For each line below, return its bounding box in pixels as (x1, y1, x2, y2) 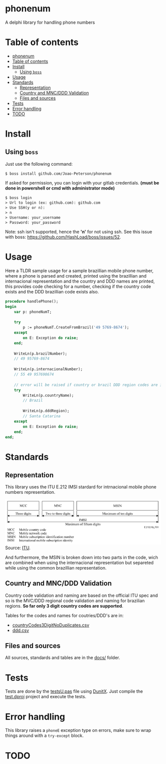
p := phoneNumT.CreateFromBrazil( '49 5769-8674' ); (23, 325, 129, 330)
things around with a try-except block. (5, 733, 84, 739)
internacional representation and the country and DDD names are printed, (5, 278, 155, 284)
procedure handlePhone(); (5, 299, 58, 304)
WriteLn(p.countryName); (23, 393, 74, 398)
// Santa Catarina (23, 414, 61, 419)
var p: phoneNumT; (14, 309, 52, 314)
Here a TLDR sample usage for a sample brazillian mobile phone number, (5, 268, 154, 274)
